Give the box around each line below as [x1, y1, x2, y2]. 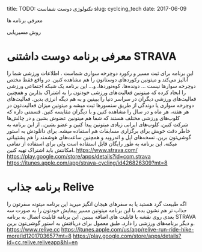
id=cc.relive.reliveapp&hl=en [7, 238, 78, 246]
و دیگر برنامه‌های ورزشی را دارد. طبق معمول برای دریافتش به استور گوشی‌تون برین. [7, 219, 195, 227]
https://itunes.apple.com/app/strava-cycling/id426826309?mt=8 [7, 159, 168, 166]
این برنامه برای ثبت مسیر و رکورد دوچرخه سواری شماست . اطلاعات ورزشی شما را [7, 69, 194, 77]
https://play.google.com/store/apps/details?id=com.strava [7, 153, 151, 160]
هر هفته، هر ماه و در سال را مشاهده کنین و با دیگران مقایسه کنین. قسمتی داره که [7, 108, 189, 115]
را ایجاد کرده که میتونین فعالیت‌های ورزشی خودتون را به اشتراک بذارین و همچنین [7, 89, 186, 96]
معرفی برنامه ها [7, 17, 43, 24]
